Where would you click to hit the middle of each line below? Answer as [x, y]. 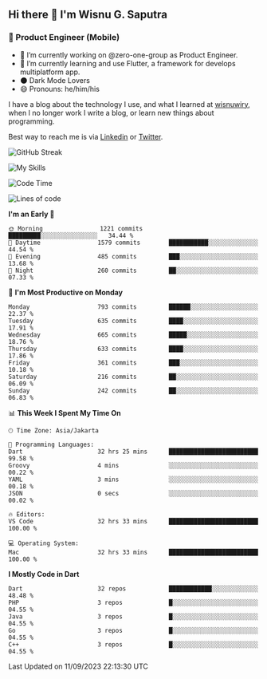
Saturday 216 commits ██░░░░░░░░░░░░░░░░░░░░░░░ [133, 377]
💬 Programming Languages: [51, 444]
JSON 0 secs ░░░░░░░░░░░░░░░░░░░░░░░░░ [133, 493]
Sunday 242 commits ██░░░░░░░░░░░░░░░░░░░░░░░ [133, 391]
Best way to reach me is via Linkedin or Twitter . [86, 136]
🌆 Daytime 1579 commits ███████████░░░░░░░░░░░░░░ [133, 243]
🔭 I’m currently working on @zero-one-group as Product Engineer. [129, 55]
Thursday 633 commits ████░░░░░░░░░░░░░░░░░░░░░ [133, 349]
